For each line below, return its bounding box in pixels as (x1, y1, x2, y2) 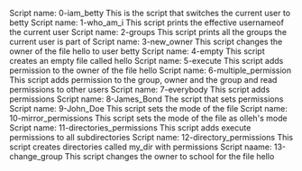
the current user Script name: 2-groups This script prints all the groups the (9, 27, 287, 37)
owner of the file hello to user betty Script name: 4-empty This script (9, 46, 266, 57)
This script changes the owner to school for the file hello (64, 151, 275, 161)
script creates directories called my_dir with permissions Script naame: (9, 141, 272, 152)
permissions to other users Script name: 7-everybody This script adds (9, 85, 270, 94)
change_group (9, 151, 63, 161)
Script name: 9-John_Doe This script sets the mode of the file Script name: (9, 103, 288, 113)
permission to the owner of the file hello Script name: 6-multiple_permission (9, 65, 292, 76)
